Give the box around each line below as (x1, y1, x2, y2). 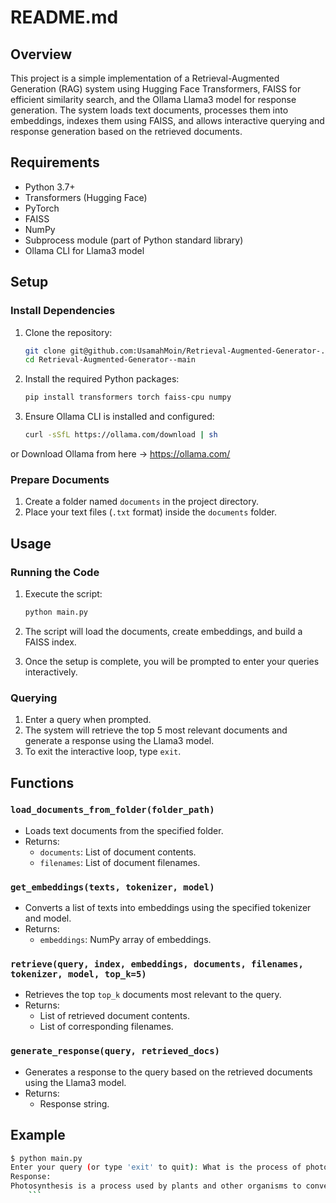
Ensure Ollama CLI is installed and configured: (24, 411, 215, 423)
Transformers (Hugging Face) (24, 191, 148, 203)
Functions (10, 774, 75, 791)
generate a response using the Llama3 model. (24, 735, 215, 747)
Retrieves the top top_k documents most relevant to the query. (24, 989, 282, 1001)
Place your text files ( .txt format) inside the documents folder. (24, 506, 278, 518)
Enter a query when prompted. (24, 714, 152, 726)
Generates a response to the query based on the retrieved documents (24, 1066, 313, 1078)
